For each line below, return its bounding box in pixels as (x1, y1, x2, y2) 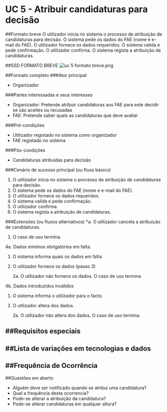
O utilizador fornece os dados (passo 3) (12, 263, 96, 269)
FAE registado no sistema (12, 137, 66, 143)
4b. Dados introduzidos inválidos (5, 282, 74, 289)
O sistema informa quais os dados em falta (12, 253, 102, 259)
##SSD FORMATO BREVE (5, 62, 58, 68)
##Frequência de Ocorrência (5, 361, 98, 370)
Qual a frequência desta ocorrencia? (12, 390, 89, 396)
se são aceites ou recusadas (12, 107, 72, 113)
